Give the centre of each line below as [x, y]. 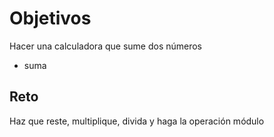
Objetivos [50, 18]
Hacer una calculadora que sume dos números [106, 46]
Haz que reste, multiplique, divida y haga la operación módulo [137, 121]
